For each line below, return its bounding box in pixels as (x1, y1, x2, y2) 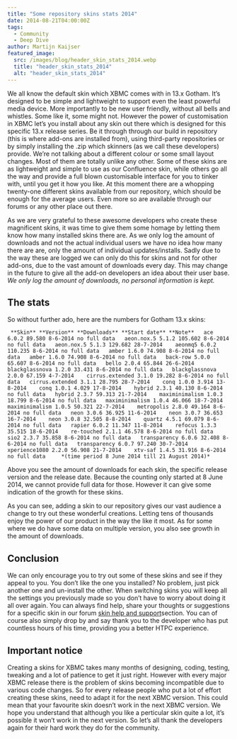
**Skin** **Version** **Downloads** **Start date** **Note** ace (10, 329, 214, 337)
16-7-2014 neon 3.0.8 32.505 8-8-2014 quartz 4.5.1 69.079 (7, 416, 204, 423)
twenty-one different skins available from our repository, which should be (7, 187, 221, 196)
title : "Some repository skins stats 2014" (7, 10, 138, 18)
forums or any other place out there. (7, 202, 113, 210)
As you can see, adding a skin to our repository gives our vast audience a (7, 502, 221, 510)
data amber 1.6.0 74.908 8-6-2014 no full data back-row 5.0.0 (7, 354, 211, 361)
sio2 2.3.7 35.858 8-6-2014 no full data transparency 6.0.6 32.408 (7, 434, 220, 441)
